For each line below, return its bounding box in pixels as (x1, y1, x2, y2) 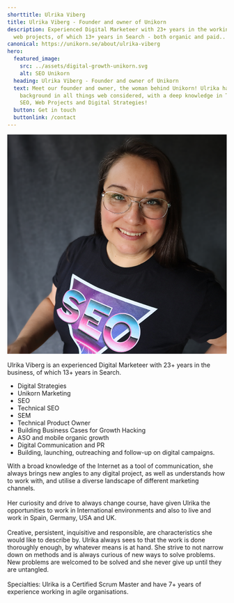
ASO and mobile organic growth (17, 433, 109, 441)
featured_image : (13, 56, 61, 63)
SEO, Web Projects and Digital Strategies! (19, 100, 148, 107)
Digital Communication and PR (17, 441, 105, 449)
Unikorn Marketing (17, 389, 71, 397)
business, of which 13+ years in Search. (7, 368, 122, 376)
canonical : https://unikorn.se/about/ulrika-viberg (7, 40, 160, 48)
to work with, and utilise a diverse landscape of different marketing (7, 476, 199, 485)
